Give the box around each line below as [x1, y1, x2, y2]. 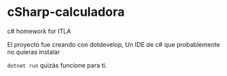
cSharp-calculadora [7, 4, 125, 20]
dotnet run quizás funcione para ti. [7, 61, 107, 69]
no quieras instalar [7, 48, 60, 56]
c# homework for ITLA [7, 27, 71, 35]
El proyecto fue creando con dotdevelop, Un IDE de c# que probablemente [7, 40, 220, 48]
